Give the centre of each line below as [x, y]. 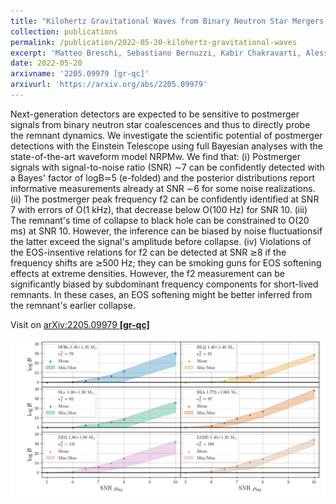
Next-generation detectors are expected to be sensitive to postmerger [155, 114]
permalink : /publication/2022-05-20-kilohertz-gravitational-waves [154, 42]
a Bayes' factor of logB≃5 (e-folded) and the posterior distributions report [162, 177]
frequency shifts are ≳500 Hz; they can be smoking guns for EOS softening [166, 262]
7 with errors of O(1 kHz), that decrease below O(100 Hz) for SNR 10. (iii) [159, 209]
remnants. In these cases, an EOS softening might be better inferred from [161, 294]
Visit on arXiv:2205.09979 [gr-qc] [80, 324]
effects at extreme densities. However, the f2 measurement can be [147, 273]
